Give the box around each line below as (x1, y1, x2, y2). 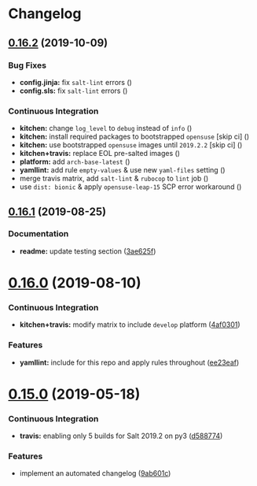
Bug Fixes (8, 60, 47, 71)
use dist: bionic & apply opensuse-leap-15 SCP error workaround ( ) (19, 182, 242, 191)
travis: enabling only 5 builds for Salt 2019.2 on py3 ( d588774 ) (19, 431, 223, 441)
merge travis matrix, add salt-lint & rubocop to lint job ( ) (19, 174, 209, 184)
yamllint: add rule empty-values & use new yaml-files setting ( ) (19, 165, 226, 175)
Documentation (8, 228, 69, 239)
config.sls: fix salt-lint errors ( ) (19, 86, 128, 95)
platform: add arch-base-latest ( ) (19, 157, 130, 166)
